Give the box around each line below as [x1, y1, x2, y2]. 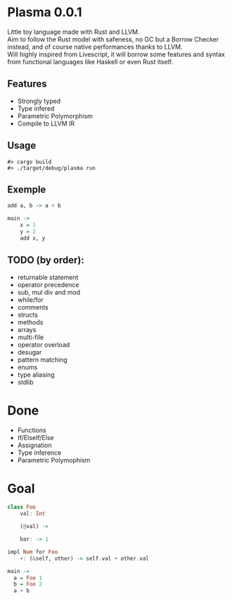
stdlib [17, 378, 34, 386]
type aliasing [17, 370, 55, 379]
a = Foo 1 [13, 574, 42, 582]
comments [17, 302, 49, 311]
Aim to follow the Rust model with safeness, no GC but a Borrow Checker [7, 35, 219, 43]
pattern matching [17, 355, 68, 364]
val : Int [20, 510, 46, 518]
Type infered [17, 104, 55, 113]
